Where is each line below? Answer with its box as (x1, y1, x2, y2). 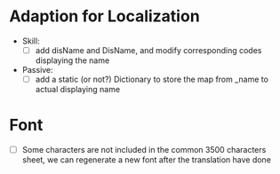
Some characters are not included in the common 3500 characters (21, 145, 267, 154)
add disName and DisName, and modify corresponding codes (35, 44, 262, 55)
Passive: (21, 65, 53, 75)
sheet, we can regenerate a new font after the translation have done (21, 154, 271, 165)
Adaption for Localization (9, 6, 200, 27)
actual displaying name (35, 84, 121, 95)
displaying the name (35, 55, 110, 66)
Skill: (21, 36, 40, 46)
